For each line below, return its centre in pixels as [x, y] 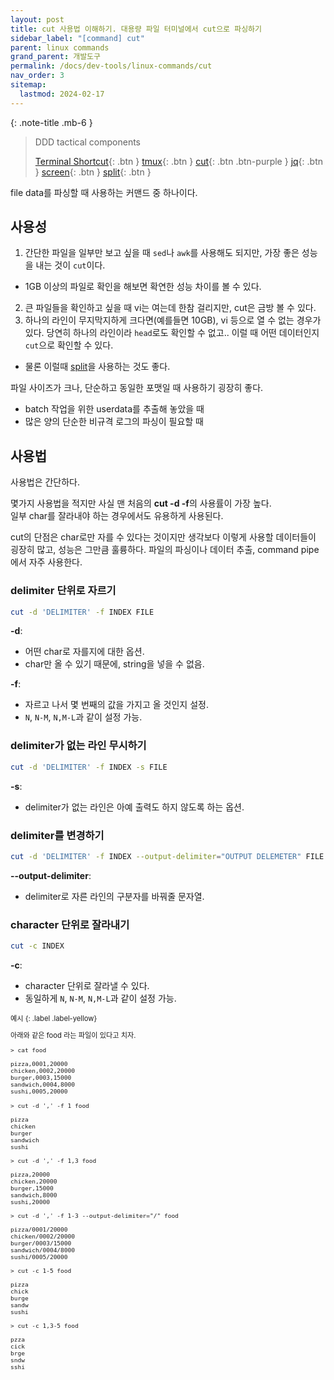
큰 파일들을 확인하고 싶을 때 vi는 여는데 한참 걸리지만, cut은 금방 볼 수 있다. [170, 308]
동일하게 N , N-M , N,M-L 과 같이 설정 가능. [100, 998]
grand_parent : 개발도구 [55, 57]
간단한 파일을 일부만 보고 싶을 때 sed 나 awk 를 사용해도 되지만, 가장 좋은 [162, 253]
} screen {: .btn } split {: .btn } [93, 172]
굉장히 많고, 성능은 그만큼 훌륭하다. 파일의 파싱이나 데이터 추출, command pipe [165, 550]
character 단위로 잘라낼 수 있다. [87, 985]
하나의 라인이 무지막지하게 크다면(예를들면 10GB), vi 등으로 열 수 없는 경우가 [173, 320]
